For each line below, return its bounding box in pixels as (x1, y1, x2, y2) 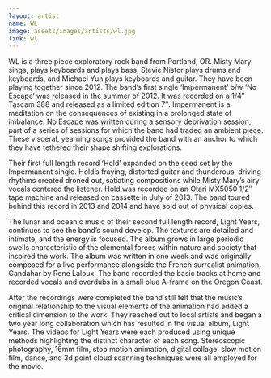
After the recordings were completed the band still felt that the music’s (8, 293, 243, 303)
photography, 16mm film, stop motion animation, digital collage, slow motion (8, 345, 262, 355)
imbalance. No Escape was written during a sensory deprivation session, (8, 117, 252, 126)
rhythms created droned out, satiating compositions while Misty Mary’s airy (8, 176, 260, 185)
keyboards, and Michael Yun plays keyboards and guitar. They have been (8, 74, 253, 83)
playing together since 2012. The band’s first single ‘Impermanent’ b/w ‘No (8, 83, 257, 92)
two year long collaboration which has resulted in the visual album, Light (8, 319, 249, 329)
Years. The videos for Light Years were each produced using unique (8, 327, 235, 337)
